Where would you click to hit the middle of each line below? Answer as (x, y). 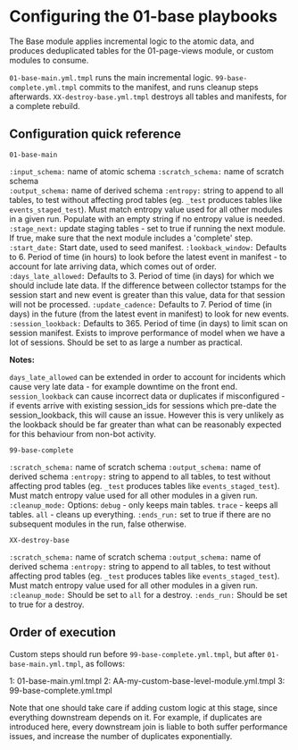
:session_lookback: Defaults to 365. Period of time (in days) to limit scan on (149, 323)
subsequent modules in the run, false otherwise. (98, 524)
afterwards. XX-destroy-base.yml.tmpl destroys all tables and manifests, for (148, 97)
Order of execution (62, 632)
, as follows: (103, 663)
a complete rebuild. (45, 105)
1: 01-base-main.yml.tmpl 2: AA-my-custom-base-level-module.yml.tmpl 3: (147, 680)
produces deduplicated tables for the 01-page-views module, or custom (141, 50)
